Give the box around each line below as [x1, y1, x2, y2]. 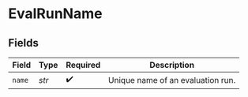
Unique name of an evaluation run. [107, 74, 236, 85]
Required [66, 60, 101, 70]
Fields [8, 36, 39, 50]
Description [149, 60, 195, 70]
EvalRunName [8, 5, 103, 23]
